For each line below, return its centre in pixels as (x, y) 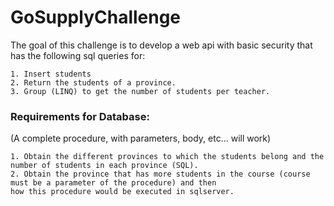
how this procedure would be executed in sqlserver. (122, 192)
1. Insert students (51, 74)
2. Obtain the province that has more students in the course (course (160, 174)
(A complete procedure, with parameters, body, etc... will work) (141, 138)
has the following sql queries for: (78, 55)
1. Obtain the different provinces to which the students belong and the (167, 157)
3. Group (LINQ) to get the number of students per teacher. (140, 91)
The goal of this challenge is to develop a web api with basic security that (161, 45)
